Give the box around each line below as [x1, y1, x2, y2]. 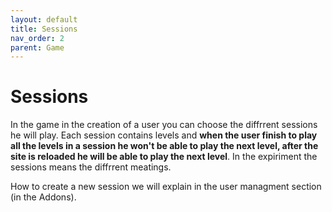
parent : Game [10, 42, 65, 53]
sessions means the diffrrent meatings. [10, 161, 172, 173]
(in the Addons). [10, 191, 77, 203]
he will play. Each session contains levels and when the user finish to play [10, 129, 318, 141]
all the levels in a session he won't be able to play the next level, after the [10, 140, 319, 152]
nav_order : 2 [10, 33, 65, 43]
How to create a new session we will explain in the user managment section [10, 181, 322, 193]
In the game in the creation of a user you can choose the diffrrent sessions [10, 119, 318, 131]
